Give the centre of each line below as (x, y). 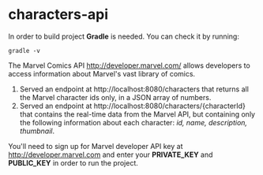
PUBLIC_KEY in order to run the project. (73, 162)
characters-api (58, 15)
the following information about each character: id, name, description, (133, 122)
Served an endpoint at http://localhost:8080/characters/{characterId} (133, 106)
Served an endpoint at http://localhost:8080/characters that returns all (134, 89)
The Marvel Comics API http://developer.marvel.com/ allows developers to (129, 65)
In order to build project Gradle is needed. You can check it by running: (124, 36)
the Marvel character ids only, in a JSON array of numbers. (115, 97)
